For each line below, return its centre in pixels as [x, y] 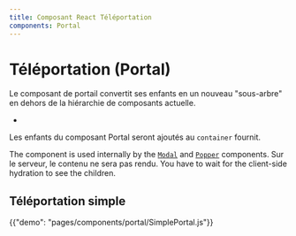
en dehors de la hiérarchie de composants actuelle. [102, 103]
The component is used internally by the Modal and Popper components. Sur [147, 155]
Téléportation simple [68, 201]
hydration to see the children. [63, 173]
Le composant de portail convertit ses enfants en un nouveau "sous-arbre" [146, 94]
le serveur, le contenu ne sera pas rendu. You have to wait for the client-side [148, 164]
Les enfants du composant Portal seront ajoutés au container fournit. [135, 137]
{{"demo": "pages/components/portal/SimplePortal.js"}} [111, 223]
